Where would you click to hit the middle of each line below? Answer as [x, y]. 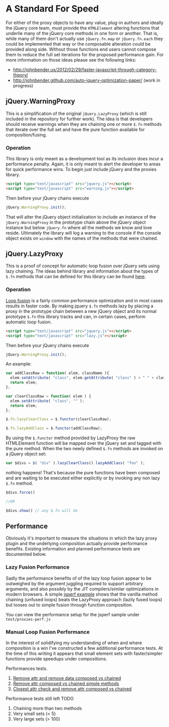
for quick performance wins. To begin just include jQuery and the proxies [81, 169]
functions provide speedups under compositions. [56, 659]
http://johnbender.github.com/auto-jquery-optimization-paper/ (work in [87, 80]
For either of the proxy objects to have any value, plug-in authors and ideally [84, 23]
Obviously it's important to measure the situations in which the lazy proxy [81, 538]
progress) [23, 85]
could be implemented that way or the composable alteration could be [78, 44]
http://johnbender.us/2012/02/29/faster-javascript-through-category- [85, 69]
